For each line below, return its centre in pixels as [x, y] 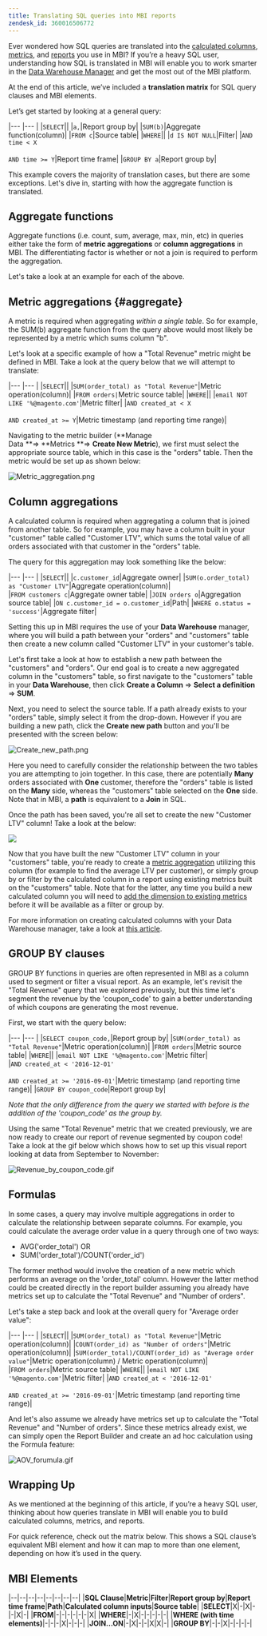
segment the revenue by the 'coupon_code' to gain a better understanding [130, 998]
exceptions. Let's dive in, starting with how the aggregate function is [121, 183]
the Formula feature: [42, 1444]
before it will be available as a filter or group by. [86, 904]
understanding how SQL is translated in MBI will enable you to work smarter [133, 63]
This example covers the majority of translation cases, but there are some [129, 174]
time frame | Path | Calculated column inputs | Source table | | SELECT [120, 1606]
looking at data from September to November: [84, 1154]
